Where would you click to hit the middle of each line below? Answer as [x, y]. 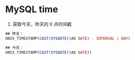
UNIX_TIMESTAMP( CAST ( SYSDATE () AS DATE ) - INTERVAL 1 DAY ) [68, 38]
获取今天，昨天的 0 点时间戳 [42, 24]
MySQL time [32, 9]
